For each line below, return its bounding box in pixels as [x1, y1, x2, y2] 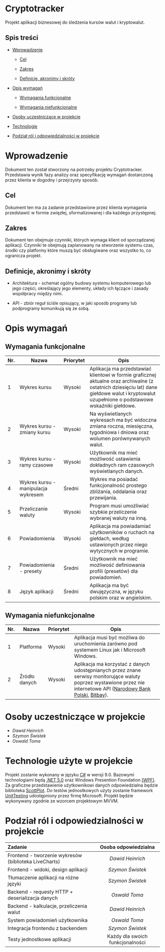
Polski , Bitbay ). [74, 691, 109, 698]
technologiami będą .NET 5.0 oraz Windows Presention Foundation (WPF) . [5, 777, 156, 783]
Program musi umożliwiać [89, 502, 149, 509]
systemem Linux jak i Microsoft [74, 646, 146, 653]
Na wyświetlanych [89, 410, 132, 417]
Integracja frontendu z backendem [7, 924, 87, 931]
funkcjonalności [109, 939, 146, 946]
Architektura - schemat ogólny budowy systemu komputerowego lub [12, 280, 151, 286]
